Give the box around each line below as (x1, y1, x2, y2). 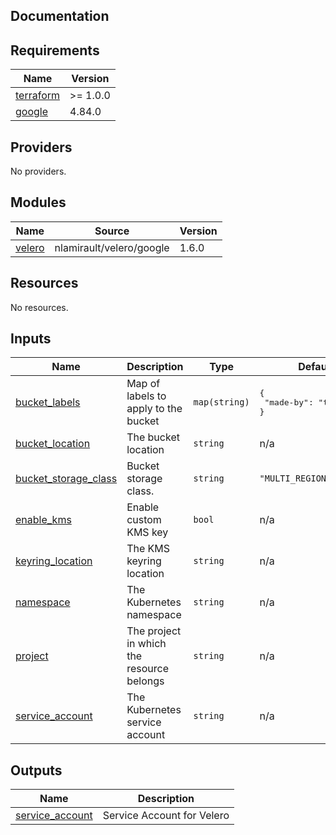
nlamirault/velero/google (54, 240, 170, 254)
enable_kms (15, 513, 72, 527)
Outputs (10, 762, 63, 779)
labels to (126, 389, 167, 403)
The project (126, 624, 182, 638)
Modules (10, 194, 67, 211)
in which (126, 637, 167, 651)
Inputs (10, 330, 52, 348)
